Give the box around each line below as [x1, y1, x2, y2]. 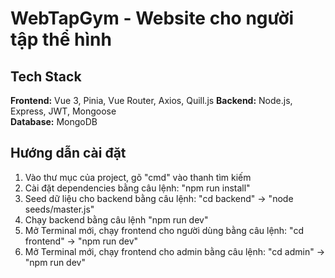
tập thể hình [10, 28, 112, 51]
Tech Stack [10, 68, 82, 85]
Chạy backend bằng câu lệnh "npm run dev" [24, 213, 209, 226]
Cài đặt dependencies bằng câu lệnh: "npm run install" [24, 182, 251, 194]
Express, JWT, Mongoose [10, 105, 117, 117]
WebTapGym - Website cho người [10, 7, 295, 30]
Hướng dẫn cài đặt [10, 145, 127, 162]
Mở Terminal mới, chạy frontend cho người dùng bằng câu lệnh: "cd [24, 224, 304, 236]
